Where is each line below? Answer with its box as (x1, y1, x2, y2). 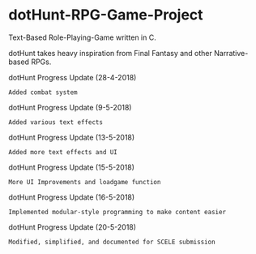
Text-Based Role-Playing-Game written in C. (8, 32, 156, 42)
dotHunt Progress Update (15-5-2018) (8, 162, 135, 172)
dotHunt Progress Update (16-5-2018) (8, 192, 135, 202)
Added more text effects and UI (8, 148, 117, 156)
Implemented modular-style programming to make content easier (8, 208, 227, 216)
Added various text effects (8, 118, 104, 127)
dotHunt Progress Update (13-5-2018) (8, 132, 135, 142)
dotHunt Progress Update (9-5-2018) (8, 102, 132, 112)
